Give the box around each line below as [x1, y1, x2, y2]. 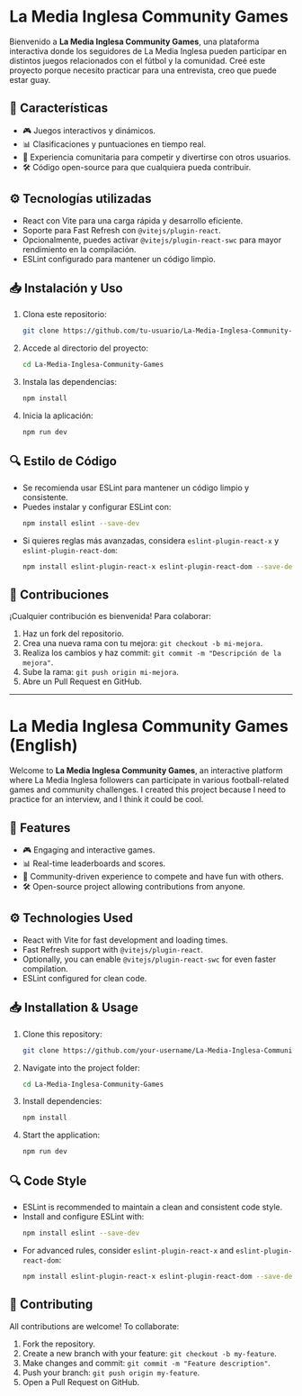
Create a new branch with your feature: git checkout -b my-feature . [22, 1347, 277, 1358]
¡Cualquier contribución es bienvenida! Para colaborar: [9, 611, 211, 622]
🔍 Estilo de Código [9, 453, 117, 470]
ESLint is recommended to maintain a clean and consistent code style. [22, 1201, 283, 1212]
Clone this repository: [22, 1028, 102, 1039]
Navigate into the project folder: [22, 1062, 141, 1073]
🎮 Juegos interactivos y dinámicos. [22, 124, 155, 136]
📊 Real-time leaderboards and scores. [22, 858, 166, 869]
